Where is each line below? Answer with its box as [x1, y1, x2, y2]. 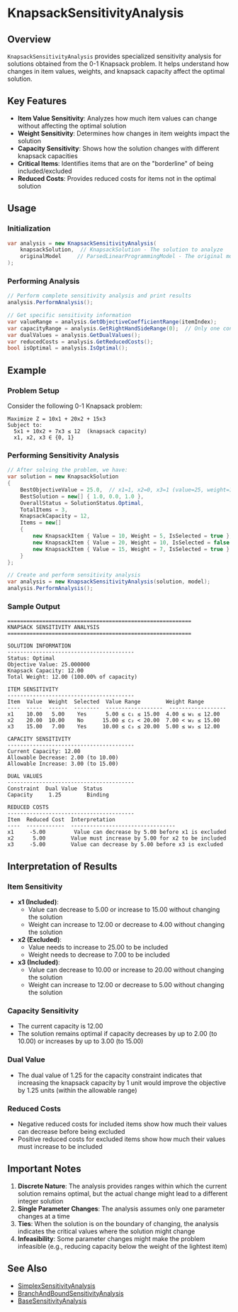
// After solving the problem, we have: [7, 467, 129, 474]
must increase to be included [17, 1142, 103, 1150]
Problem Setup [7, 385, 60, 395]
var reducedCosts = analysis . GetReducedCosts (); [7, 338, 154, 345]
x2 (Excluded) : [17, 935, 62, 944]
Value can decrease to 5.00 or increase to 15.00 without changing [28, 906, 220, 914]
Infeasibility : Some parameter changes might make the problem [17, 1234, 205, 1242]
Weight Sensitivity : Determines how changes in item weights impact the [17, 129, 230, 138]
